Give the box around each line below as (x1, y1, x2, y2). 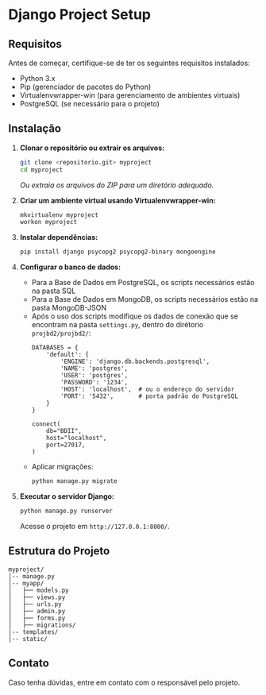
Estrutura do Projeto (8, 544, 110, 558)
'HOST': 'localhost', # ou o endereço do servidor (60, 385, 235, 394)
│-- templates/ (8, 627, 59, 636)
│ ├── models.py (8, 586, 69, 594)
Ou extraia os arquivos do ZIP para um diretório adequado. (19, 180, 214, 190)
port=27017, (46, 441, 86, 450)
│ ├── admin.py (8, 607, 66, 615)
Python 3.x (19, 74, 56, 83)
